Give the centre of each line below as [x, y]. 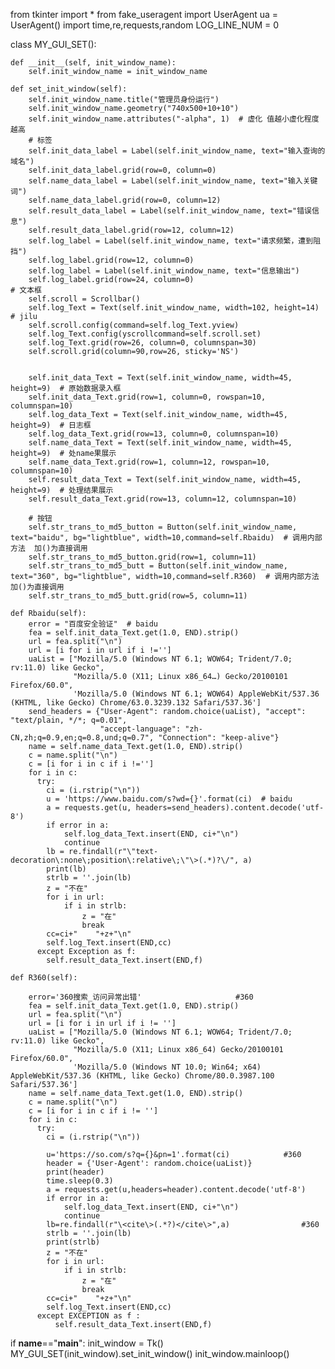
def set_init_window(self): [69, 89]
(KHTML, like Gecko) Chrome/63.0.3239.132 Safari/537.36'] [136, 703]
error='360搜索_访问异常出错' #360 [141, 997]
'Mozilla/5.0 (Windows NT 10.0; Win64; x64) [167, 1067]
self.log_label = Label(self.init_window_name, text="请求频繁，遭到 [171, 241]
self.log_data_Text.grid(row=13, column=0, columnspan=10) [154, 434]
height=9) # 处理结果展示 [62, 490]
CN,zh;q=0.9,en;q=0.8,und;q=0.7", [82, 738]
